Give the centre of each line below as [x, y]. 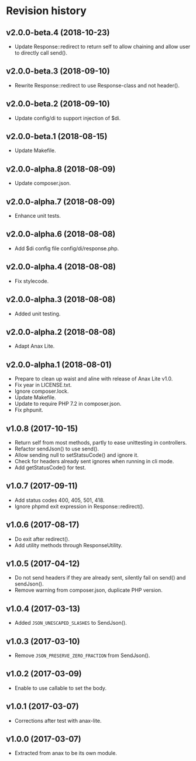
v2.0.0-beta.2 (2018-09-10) [58, 104]
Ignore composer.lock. [42, 391]
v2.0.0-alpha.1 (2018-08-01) [59, 364]
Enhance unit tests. [38, 216]
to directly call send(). [41, 53]
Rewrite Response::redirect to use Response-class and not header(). [97, 85]
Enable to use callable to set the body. [61, 688]
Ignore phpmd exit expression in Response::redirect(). [79, 506]
